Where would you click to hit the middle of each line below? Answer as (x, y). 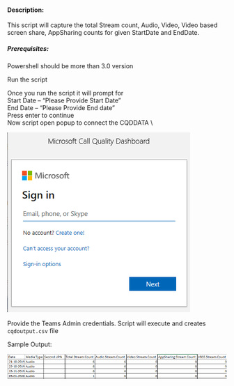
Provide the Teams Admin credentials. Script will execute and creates (107, 323)
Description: (25, 10)
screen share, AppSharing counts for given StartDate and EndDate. (103, 33)
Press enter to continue (41, 116)
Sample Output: (30, 344)
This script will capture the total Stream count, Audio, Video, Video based (112, 25)
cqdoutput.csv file (33, 331)
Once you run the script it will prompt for (65, 93)
